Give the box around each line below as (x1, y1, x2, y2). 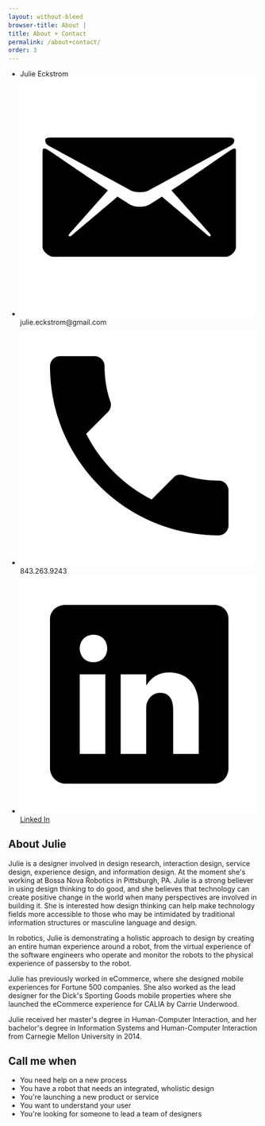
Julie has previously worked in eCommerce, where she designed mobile (8, 973, 244, 983)
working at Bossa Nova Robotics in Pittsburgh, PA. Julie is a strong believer (8, 875, 254, 885)
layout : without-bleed (8, 13, 83, 21)
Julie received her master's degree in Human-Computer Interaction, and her (8, 1014, 257, 1024)
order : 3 (8, 46, 37, 55)
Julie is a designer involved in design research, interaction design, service (8, 858, 251, 868)
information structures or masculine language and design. (8, 918, 198, 927)
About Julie (8, 838, 67, 851)
